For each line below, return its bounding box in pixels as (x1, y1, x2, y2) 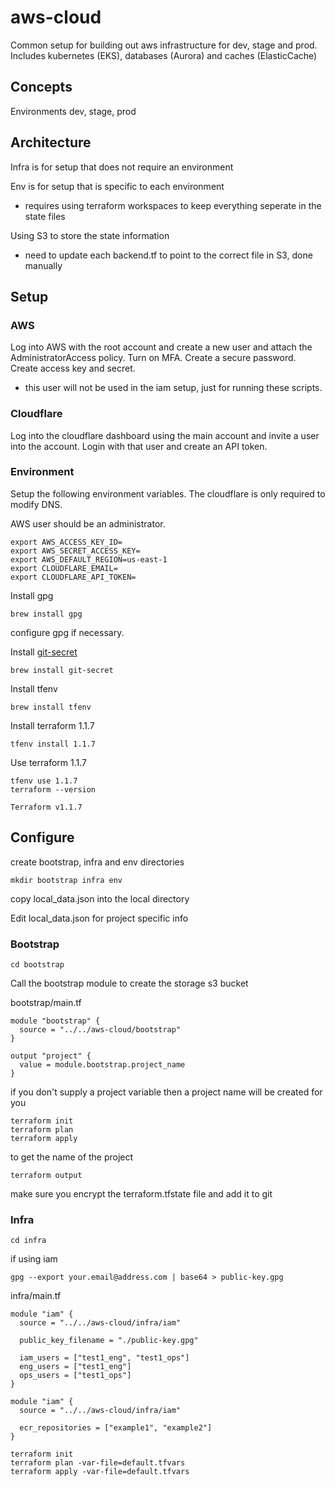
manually (24, 259, 63, 271)
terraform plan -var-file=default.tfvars (10, 1458, 186, 1468)
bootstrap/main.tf (10, 996, 82, 1008)
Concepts (10, 79, 73, 96)
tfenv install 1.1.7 (10, 739, 97, 749)
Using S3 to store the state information (10, 229, 170, 241)
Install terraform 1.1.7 (10, 719, 95, 731)
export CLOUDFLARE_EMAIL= (10, 563, 118, 573)
